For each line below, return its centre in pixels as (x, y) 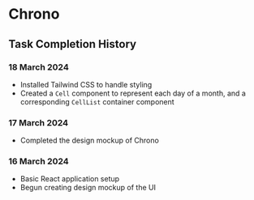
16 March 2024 (39, 161)
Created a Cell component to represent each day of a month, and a (133, 93)
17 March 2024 (39, 122)
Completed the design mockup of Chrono (90, 140)
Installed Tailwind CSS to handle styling (86, 84)
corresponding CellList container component (97, 101)
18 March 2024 (39, 67)
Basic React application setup (70, 179)
